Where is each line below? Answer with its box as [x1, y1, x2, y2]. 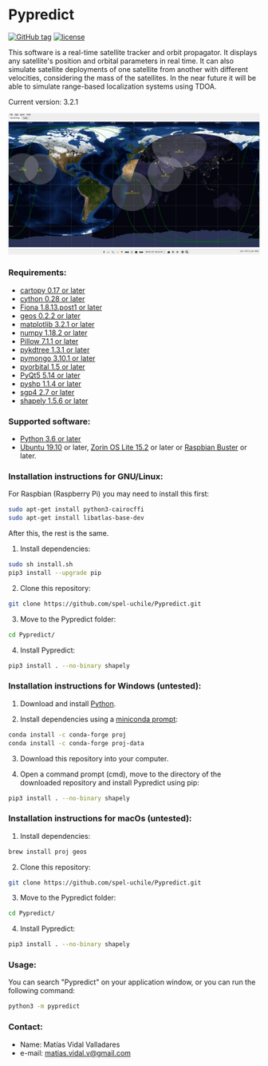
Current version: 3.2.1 [8, 97, 78, 106]
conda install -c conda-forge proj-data [8, 739, 145, 747]
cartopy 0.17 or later [19, 285, 85, 295]
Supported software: [8, 416, 91, 427]
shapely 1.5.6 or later [19, 396, 89, 405]
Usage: [8, 960, 37, 971]
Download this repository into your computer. [19, 753, 169, 763]
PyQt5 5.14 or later [19, 370, 81, 380]
